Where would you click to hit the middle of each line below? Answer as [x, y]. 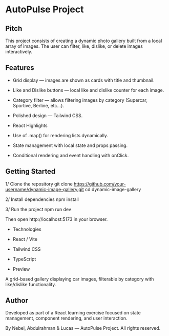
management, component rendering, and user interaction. [66, 318]
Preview [21, 269]
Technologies [27, 229]
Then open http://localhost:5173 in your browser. [57, 219]
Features [20, 68]
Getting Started [30, 171]
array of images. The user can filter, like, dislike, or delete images [74, 46]
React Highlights [30, 125]
